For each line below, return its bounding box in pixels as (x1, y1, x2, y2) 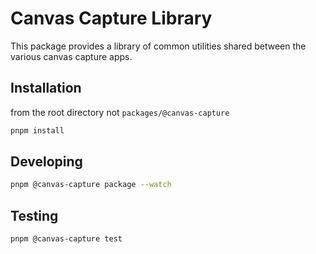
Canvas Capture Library (10, 7, 213, 30)
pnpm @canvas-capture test (10, 234, 123, 244)
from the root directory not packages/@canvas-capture (10, 106, 230, 118)
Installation (10, 80, 82, 97)
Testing (10, 207, 59, 224)
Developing (10, 153, 83, 171)
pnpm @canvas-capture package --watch (10, 180, 172, 190)
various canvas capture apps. (10, 50, 133, 62)
